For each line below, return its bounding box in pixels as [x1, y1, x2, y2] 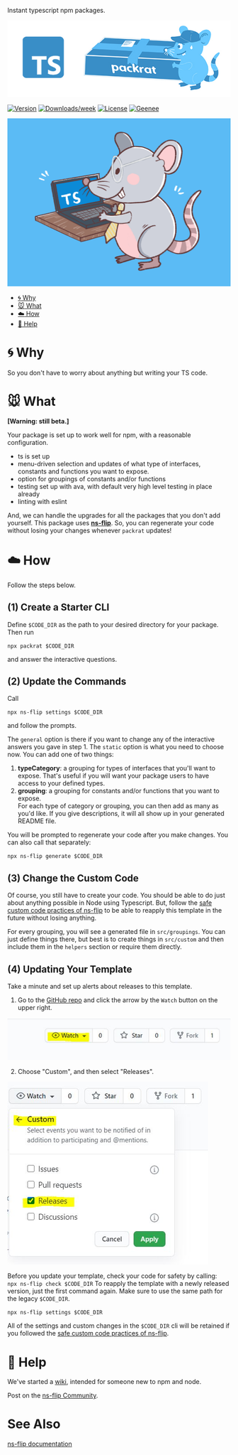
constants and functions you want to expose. [17, 467, 149, 476]
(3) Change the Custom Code [7, 872, 140, 884]
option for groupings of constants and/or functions [17, 474, 166, 483]
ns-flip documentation [7, 1439, 72, 1449]
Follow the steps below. [7, 581, 76, 589]
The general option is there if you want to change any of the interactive [7, 735, 215, 743]
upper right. [17, 1004, 52, 1012]
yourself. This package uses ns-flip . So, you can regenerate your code [7, 518, 215, 527]
